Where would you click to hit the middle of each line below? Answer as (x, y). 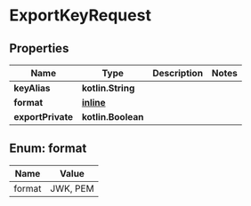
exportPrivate (44, 117)
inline (93, 103)
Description (178, 73)
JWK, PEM (73, 188)
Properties (39, 48)
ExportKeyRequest (80, 16)
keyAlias (32, 88)
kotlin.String (108, 88)
